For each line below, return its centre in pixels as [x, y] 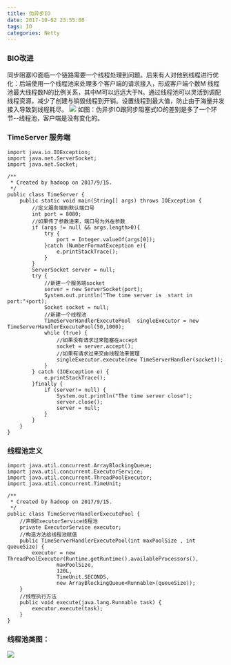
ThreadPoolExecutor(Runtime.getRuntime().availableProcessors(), [103, 559]
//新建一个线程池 [65, 315]
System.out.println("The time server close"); [124, 396]
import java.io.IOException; [49, 152]
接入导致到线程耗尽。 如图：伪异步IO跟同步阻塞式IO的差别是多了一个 [109, 109]
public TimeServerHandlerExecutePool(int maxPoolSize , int [108, 541]
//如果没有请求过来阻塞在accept [97, 340]
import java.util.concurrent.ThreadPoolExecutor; [80, 478]
